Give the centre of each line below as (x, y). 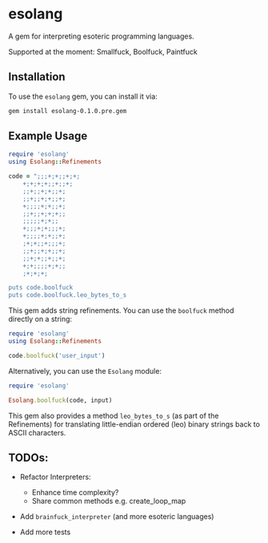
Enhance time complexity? (75, 492)
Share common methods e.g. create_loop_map (109, 501)
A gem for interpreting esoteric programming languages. (101, 36)
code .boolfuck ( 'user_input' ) (57, 355)
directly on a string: (40, 319)
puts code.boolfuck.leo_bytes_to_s (68, 295)
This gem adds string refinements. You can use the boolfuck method (121, 310)
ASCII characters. (37, 432)
